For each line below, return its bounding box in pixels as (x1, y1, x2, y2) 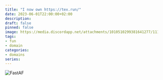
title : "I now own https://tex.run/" (5, 7, 81, 12)
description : (5, 16, 32, 21)
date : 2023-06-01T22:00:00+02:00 (5, 12, 73, 16)
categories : (5, 48, 29, 52)
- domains (5, 52, 25, 57)
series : (5, 57, 21, 62)
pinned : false (5, 25, 34, 30)
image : (5, 30, 18, 34)
